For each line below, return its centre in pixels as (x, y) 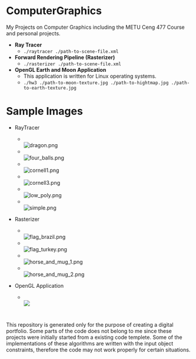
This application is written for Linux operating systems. (90, 76)
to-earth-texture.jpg (50, 88)
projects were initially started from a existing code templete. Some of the (94, 337)
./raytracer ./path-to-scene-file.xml (71, 51)
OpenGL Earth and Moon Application (60, 69)
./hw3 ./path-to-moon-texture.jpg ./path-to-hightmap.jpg (96, 83)
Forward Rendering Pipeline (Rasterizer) (65, 57)
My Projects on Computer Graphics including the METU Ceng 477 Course (96, 27)
